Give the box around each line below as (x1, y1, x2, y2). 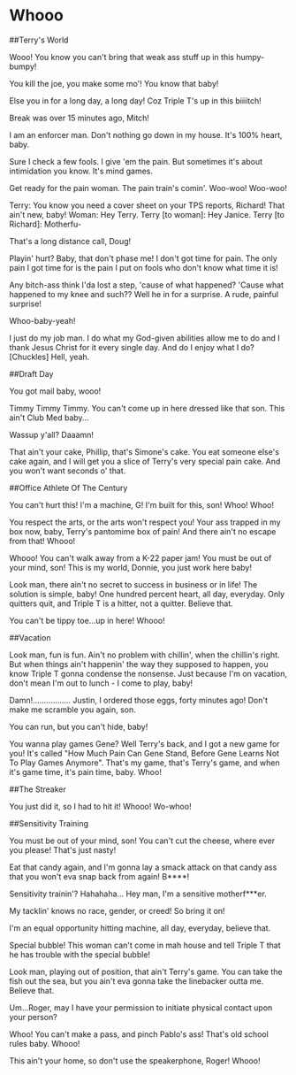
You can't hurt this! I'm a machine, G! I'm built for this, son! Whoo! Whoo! (9, 499, 274, 510)
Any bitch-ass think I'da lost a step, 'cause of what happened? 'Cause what (9, 280, 285, 290)
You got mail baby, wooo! (9, 386, 102, 396)
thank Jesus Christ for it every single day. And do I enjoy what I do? (9, 342, 254, 352)
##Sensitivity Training (9, 818, 89, 828)
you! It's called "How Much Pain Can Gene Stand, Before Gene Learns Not (9, 748, 280, 758)
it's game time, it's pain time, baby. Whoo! (9, 766, 162, 777)
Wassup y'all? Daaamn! (9, 429, 95, 440)
